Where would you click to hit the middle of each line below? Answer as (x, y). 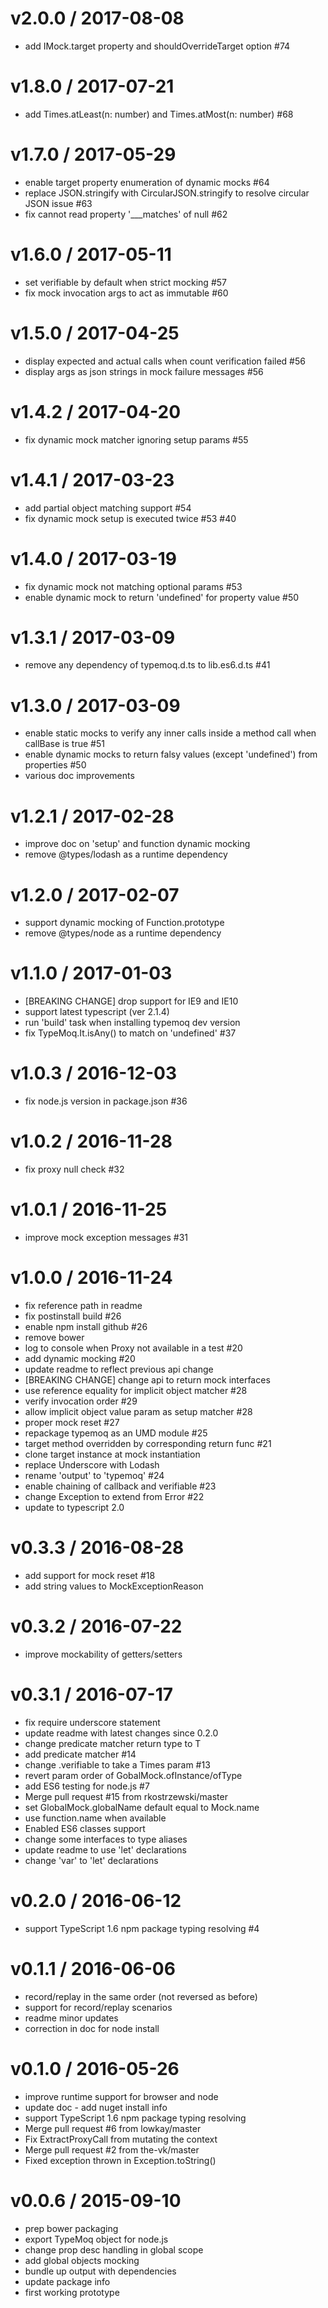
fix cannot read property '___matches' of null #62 (126, 214)
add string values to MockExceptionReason (114, 1586)
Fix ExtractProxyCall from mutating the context (121, 2139)
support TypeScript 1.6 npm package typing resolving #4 (142, 1928)
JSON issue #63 (58, 203)
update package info (67, 2281)
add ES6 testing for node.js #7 (87, 1786)
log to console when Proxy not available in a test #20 (133, 1348)
